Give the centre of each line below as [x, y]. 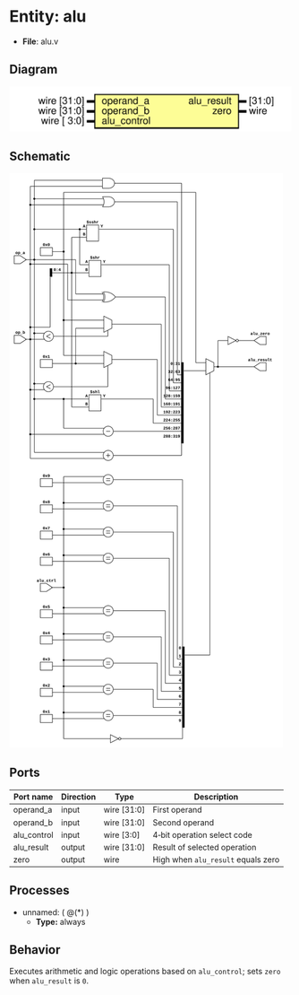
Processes [39, 890]
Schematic [40, 157]
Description [216, 797]
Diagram [34, 70]
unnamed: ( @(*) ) [56, 912]
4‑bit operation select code [202, 834]
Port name [33, 797]
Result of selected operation [205, 847]
